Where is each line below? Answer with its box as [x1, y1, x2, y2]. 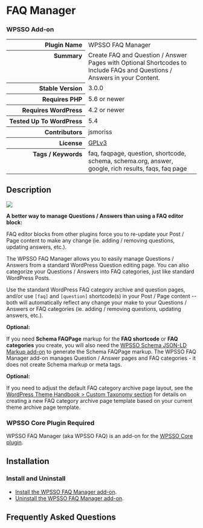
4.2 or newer [88, 106, 125, 114]
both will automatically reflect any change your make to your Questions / [6, 299, 187, 306]
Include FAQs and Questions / [88, 66, 172, 74]
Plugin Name [44, 41, 83, 49]
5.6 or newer [88, 95, 125, 103]
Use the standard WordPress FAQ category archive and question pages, [6, 285, 185, 293]
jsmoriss [88, 128, 112, 136]
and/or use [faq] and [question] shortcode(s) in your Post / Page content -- [6, 292, 197, 299]
